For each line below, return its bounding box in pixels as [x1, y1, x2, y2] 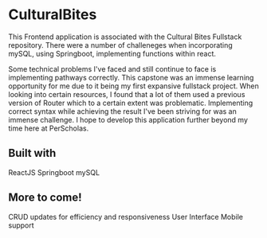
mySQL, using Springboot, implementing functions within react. [8, 49, 217, 58]
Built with [8, 146, 57, 160]
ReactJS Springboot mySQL [8, 167, 100, 177]
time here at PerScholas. [8, 123, 89, 133]
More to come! [8, 191, 82, 205]
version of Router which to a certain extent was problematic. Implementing [8, 98, 253, 107]
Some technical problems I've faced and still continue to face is [8, 64, 217, 73]
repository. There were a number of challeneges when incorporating [8, 40, 233, 49]
